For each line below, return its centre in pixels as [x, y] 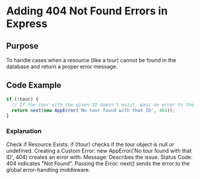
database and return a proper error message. [62, 66]
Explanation [24, 131]
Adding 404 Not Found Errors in [87, 11]
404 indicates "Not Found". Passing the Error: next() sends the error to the [98, 163]
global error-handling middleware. [48, 169]
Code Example [34, 85]
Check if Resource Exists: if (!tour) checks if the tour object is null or [90, 144]
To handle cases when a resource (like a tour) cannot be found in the [91, 60]
